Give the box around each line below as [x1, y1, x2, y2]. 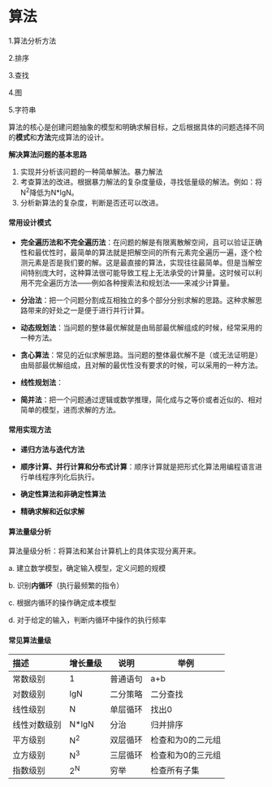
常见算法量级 [8, 635, 51, 645]
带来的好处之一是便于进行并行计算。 [27, 305, 149, 315]
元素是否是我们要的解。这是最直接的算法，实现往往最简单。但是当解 [27, 257, 256, 267]
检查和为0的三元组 [150, 750, 222, 761]
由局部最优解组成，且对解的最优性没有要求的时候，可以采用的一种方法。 [19, 360, 262, 370]
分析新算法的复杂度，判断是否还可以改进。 [19, 197, 163, 207]
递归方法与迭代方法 [19, 444, 85, 454]
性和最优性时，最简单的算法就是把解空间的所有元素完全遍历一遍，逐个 [19, 247, 256, 257]
